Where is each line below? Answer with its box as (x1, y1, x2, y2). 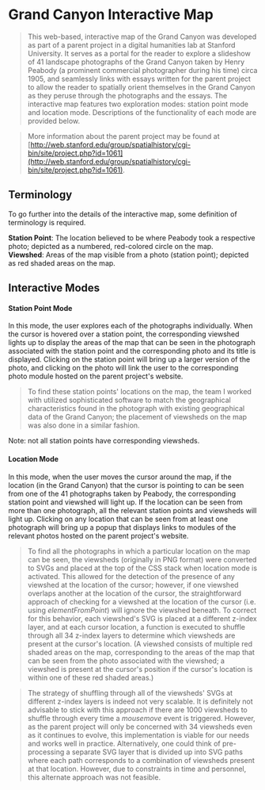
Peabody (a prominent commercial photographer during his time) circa (27, 65, 258, 75)
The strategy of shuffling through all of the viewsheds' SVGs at (27, 688, 233, 697)
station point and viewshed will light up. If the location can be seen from (8, 497, 243, 507)
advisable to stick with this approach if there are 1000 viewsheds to (27, 704, 248, 715)
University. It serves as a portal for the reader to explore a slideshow (27, 48, 251, 58)
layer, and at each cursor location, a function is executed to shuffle (27, 622, 245, 631)
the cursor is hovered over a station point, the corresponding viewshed (8, 329, 240, 339)
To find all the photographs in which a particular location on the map (27, 546, 251, 556)
